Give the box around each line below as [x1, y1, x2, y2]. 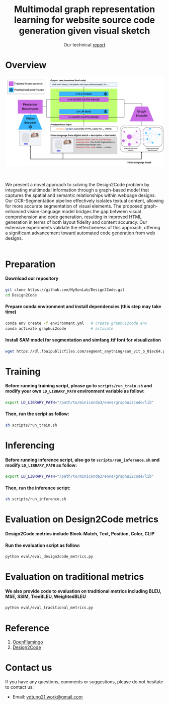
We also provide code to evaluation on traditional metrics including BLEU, [5, 588, 162, 594]
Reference [5, 622, 49, 634]
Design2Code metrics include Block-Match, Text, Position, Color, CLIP [5, 531, 155, 537]
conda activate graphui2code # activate [5, 326, 114, 331]
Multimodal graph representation [14, 4, 155, 15]
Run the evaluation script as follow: [5, 542, 80, 548]
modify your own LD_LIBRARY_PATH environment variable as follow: [5, 388, 145, 394]
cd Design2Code [5, 292, 37, 297]
